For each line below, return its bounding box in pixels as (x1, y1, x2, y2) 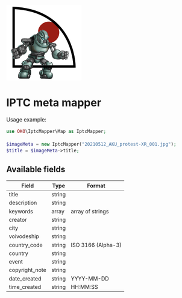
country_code (8, 241, 43, 248)
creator (8, 216, 27, 223)
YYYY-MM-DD (71, 274, 110, 282)
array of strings (71, 207, 109, 215)
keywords (8, 207, 33, 215)
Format (87, 182, 105, 189)
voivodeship (8, 233, 39, 240)
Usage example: (6, 115, 47, 123)
